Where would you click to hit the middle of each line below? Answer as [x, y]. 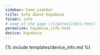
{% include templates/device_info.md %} [48, 47]
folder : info [19, 19]
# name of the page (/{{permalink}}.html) [51, 24]
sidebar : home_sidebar [29, 10]
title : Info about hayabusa [35, 14]
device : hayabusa [23, 33]
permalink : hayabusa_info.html [38, 28]
